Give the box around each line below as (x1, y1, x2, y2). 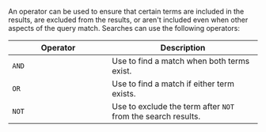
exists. (112, 89, 136, 99)
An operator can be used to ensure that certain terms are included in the (8, 7, 245, 16)
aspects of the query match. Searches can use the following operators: (8, 24, 240, 32)
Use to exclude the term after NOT (112, 101, 235, 111)
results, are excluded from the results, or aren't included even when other (8, 15, 249, 25)
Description (160, 43, 206, 53)
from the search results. (112, 111, 200, 122)
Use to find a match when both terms (112, 55, 250, 66)
